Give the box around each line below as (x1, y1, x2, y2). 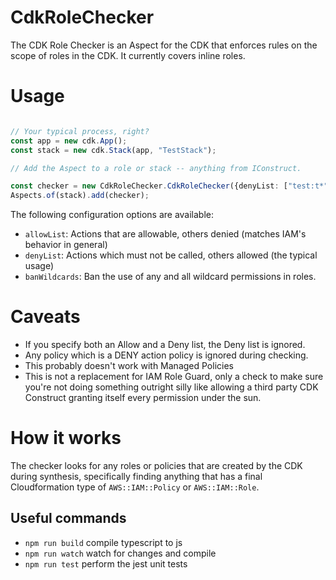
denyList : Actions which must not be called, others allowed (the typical (24, 249, 318, 261)
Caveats (10, 306, 81, 328)
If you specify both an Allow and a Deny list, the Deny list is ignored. (24, 339, 306, 351)
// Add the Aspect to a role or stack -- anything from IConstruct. (10, 163, 302, 173)
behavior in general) (24, 239, 108, 251)
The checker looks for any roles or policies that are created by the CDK (10, 460, 303, 471)
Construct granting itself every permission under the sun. (24, 392, 262, 404)
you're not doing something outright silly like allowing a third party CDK (24, 381, 319, 393)
